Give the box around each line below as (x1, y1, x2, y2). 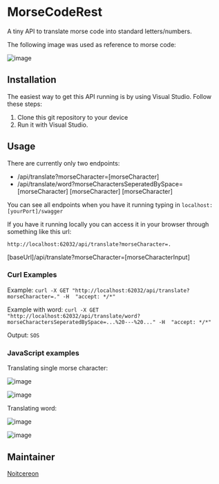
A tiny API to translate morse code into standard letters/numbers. (7, 27, 192, 35)
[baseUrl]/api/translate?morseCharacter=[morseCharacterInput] (7, 253, 190, 261)
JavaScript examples (7, 348, 79, 357)
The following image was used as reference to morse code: (7, 40, 176, 48)
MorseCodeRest (7, 4, 102, 20)
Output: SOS (7, 330, 40, 339)
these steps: (7, 100, 43, 108)
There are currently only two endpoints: (7, 159, 120, 167)
